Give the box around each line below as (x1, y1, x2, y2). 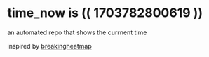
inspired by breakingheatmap (7, 42, 93, 50)
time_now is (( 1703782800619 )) (7, 5, 203, 21)
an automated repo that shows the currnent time (7, 28, 147, 37)
